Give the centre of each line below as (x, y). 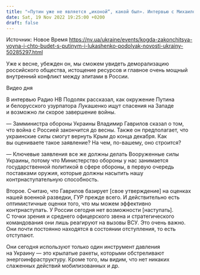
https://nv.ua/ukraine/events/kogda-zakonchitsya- (131, 40)
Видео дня (19, 88)
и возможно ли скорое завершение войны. (61, 112)
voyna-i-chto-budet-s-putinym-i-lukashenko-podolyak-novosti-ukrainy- (95, 46)
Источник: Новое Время (37, 40)
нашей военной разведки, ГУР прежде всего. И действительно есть (93, 198)
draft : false (22, 23)
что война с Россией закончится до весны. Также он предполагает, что (97, 130)
